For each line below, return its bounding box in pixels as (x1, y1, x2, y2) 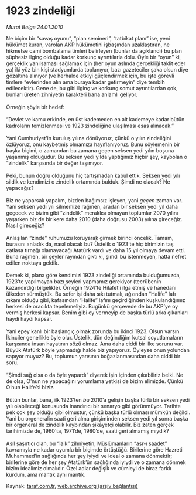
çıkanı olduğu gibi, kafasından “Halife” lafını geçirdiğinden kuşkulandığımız (6, 296, 185, 303)
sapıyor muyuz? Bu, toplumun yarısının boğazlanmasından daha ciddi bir (6, 352, 181, 360)
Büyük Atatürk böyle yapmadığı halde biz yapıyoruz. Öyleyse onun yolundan (6, 346, 190, 353)
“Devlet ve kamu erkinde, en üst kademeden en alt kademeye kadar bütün (6, 116, 185, 123)
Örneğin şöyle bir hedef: (6, 103, 65, 110)
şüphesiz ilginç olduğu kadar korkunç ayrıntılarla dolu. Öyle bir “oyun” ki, (6, 53, 181, 60)
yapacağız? (6, 184, 34, 191)
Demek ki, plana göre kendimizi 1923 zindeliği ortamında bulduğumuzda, (6, 272, 181, 279)
